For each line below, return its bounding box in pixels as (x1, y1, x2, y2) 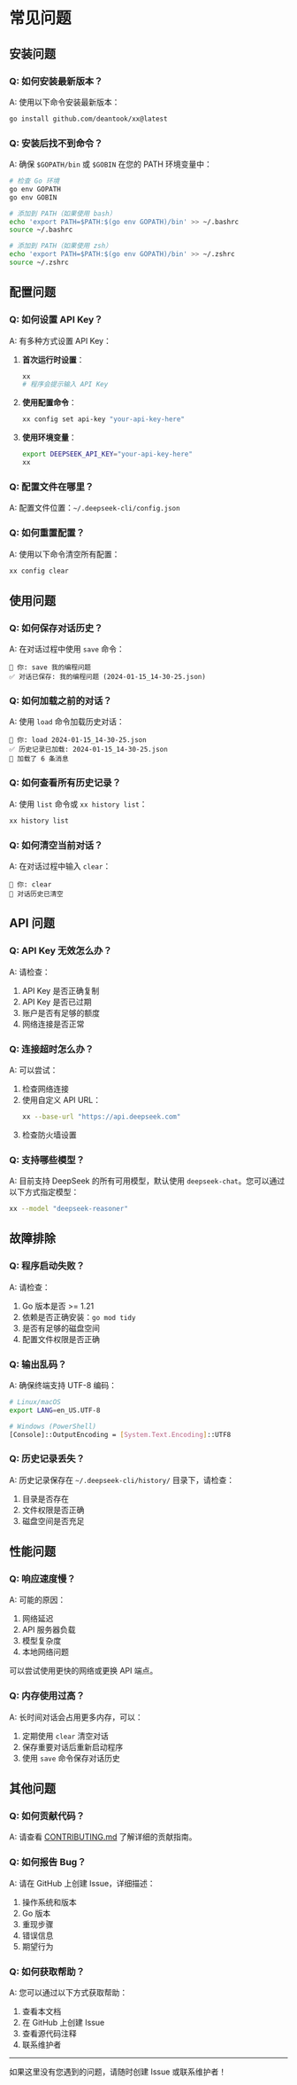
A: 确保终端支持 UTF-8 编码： (9, 1379, 118, 1390)
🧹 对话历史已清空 (9, 889, 64, 898)
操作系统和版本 (21, 1896, 77, 1907)
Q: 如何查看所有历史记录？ (9, 777, 121, 789)
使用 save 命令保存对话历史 (21, 1753, 121, 1763)
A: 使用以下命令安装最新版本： (9, 97, 120, 107)
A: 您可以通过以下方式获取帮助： (9, 1987, 128, 1997)
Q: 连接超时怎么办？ (9, 1042, 95, 1055)
